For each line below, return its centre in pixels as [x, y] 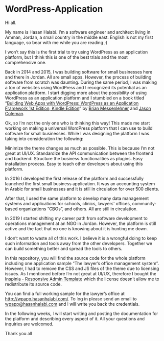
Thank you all [19, 333]
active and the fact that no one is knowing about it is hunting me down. [77, 228]
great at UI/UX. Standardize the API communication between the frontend [79, 153]
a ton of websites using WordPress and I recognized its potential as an [76, 87]
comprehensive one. [26, 62]
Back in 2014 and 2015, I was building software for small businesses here [79, 72]
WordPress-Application [54, 9]
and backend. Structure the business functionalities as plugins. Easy [74, 158]
